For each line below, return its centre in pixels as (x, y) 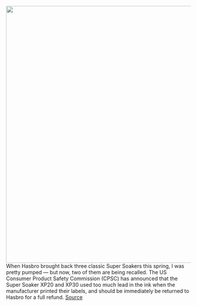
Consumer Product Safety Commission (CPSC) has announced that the (92, 278)
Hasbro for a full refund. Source (45, 297)
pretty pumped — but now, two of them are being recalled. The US (86, 272)
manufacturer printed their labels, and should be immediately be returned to (98, 291)
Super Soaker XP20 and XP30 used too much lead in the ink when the (91, 285)
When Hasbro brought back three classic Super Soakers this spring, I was (95, 266)
